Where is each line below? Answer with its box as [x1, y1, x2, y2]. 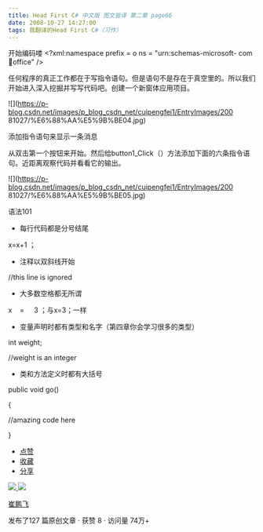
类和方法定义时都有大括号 [19, 370, 103, 379]
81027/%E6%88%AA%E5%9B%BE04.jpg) [8, 115, 147, 126]
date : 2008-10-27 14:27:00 [8, 19, 97, 27]
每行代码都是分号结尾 [19, 224, 89, 233]
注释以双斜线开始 [19, 257, 75, 267]
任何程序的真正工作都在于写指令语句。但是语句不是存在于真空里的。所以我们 [8, 74, 256, 83]
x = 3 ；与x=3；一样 [8, 305, 88, 315]
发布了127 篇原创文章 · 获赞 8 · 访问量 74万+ [8, 516, 150, 526]
